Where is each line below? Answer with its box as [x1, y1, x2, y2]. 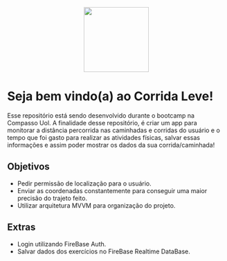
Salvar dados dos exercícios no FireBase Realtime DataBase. [17, 247, 190, 255]
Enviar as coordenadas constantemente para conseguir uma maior [17, 186, 208, 195]
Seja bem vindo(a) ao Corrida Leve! [7, 89, 214, 105]
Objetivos [7, 161, 50, 172]
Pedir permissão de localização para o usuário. [17, 179, 152, 188]
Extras [7, 222, 36, 233]
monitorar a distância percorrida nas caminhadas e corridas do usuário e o [7, 126, 220, 134]
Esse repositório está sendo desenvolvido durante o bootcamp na [7, 111, 195, 120]
